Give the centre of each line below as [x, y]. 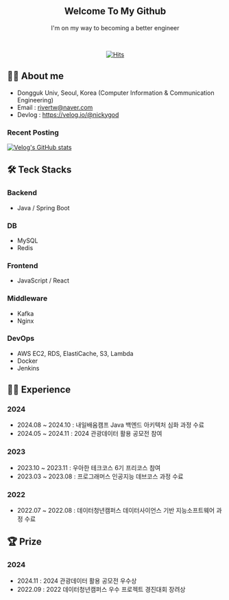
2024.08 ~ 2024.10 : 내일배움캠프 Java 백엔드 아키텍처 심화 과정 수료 [110, 425]
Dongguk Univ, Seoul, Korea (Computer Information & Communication [116, 93]
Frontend [23, 265]
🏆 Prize [25, 542]
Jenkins [28, 368]
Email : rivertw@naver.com [55, 107]
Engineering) [35, 100]
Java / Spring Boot [43, 208]
